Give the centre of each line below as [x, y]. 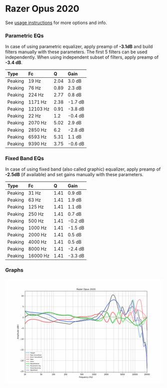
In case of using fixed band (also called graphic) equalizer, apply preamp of [83, 169]
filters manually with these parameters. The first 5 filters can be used [76, 52]
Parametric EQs [24, 36]
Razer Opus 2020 [42, 9]
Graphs [14, 270]
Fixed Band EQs [24, 158]
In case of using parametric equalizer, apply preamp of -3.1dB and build [79, 47]
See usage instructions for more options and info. [56, 23]
